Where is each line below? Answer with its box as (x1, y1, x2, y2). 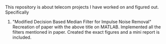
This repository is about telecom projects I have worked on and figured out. (5, 4, 159, 10)
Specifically (5, 9, 29, 15)
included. (12, 34, 32, 40)
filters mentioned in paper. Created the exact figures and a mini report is (12, 29, 160, 35)
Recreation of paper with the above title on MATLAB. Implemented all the (12, 24, 161, 30)
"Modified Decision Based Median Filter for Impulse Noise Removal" (12, 19, 152, 24)
